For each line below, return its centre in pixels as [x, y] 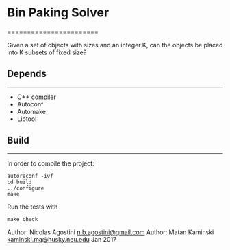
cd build [20, 182]
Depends [27, 74]
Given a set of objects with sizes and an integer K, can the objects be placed [115, 45]
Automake [31, 111]
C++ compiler [36, 97]
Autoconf [30, 104]
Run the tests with [33, 207]
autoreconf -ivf [30, 176]
